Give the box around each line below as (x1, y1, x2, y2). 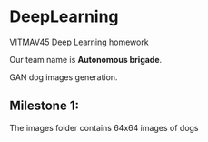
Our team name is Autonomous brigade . (9, 54, 163, 65)
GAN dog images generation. (9, 71, 118, 83)
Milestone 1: (9, 98, 80, 114)
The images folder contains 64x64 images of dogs (9, 122, 199, 133)
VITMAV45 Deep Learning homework (9, 36, 149, 47)
